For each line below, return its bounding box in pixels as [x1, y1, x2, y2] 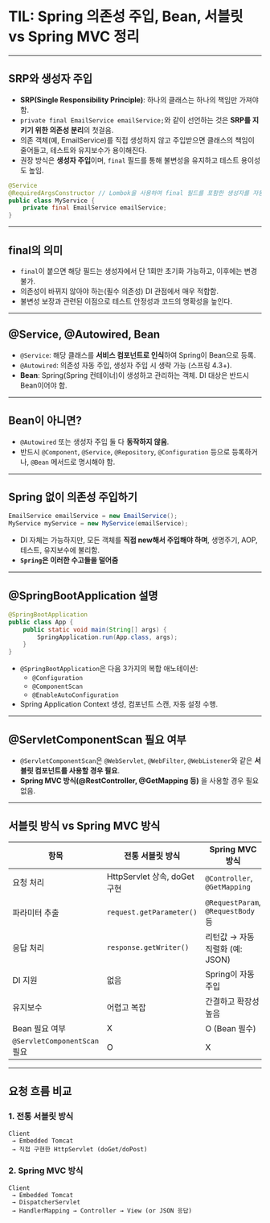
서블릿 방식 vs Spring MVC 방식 [8, 819, 161, 833]
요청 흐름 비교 [8, 1084, 72, 1098]
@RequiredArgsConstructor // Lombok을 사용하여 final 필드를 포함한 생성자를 [8, 189, 250, 197]
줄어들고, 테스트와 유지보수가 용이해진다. [19, 145, 147, 155]
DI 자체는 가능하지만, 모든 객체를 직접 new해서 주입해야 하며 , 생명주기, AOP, [19, 535, 259, 545]
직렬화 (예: [204, 943, 243, 955]
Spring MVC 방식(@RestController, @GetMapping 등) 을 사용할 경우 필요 [19, 776, 260, 786]
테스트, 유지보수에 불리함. [19, 545, 100, 555]
